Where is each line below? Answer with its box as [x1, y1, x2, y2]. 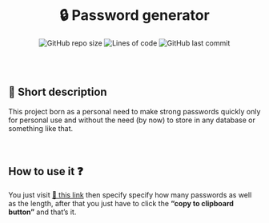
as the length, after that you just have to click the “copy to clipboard [8, 198, 235, 208]
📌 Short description [8, 86, 107, 99]
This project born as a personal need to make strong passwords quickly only [8, 106, 261, 116]
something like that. [8, 123, 74, 133]
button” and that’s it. [8, 207, 77, 217]
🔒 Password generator [59, 6, 210, 25]
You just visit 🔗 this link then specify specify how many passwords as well [8, 189, 252, 200]
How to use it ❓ [8, 165, 84, 178]
